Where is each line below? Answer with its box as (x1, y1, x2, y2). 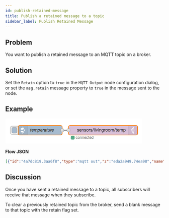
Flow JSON (5, 148, 29, 154)
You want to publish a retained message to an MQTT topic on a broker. (5, 51, 152, 58)
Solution (5, 66, 32, 75)
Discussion (5, 173, 41, 182)
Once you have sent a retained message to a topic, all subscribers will (5, 186, 150, 192)
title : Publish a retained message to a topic (5, 13, 105, 19)
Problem (5, 38, 33, 46)
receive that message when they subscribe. (5, 192, 96, 198)
